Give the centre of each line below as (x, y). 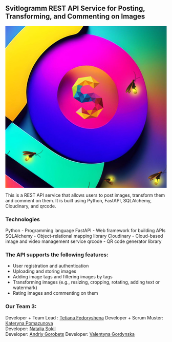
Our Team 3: (21, 307)
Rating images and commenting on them (55, 293)
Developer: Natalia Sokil (30, 329)
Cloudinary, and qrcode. (31, 206)
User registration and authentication (51, 266)
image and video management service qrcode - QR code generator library (83, 241)
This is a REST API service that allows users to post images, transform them (85, 195)
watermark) (25, 288)
